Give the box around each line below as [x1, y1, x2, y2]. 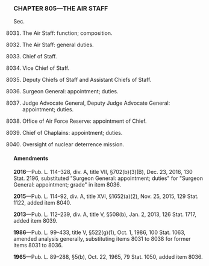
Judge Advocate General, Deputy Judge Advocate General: [22, 99, 170, 107]
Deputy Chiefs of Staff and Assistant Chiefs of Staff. [22, 76, 152, 84]
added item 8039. [13, 217, 58, 224]
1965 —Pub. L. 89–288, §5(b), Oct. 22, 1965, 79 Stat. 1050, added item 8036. [13, 253, 203, 260]
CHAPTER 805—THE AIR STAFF [13, 4, 108, 13]
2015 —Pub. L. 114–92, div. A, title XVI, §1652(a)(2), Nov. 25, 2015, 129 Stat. [13, 193, 199, 200]
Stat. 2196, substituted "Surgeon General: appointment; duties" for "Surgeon [13, 175, 203, 182]
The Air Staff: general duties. [22, 41, 94, 49]
